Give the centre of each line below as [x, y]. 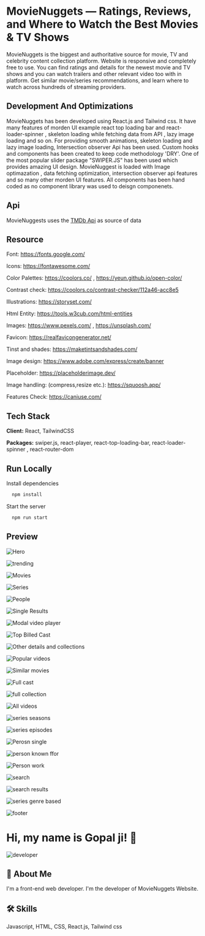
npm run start [30, 517]
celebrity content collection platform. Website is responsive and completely [102, 61]
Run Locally [29, 468]
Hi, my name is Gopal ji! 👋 [72, 838]
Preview [22, 537]
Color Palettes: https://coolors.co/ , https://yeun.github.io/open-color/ [94, 278]
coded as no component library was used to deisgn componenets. [90, 186]
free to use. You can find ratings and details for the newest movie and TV [99, 67]
